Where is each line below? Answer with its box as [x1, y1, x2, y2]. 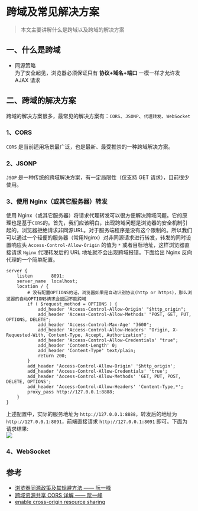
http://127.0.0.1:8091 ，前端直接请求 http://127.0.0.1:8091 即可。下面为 [6, 418, 188, 425]
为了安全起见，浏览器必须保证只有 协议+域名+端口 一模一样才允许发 [14, 69, 180, 76]
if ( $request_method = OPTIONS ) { [27, 301, 118, 307]
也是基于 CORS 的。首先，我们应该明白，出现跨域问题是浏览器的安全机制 [11, 219, 183, 226]
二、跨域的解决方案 [6, 96, 76, 106]
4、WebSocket [6, 447, 50, 455]
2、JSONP [6, 159, 37, 167]
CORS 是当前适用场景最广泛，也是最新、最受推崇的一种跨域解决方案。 [6, 143, 174, 150]
